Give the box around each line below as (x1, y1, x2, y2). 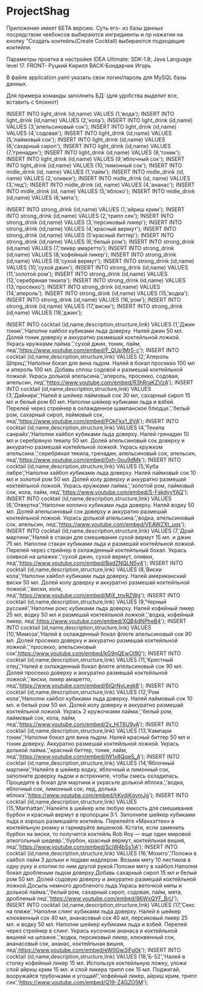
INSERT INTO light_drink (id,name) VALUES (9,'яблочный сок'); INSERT (6, 155, 185, 162)
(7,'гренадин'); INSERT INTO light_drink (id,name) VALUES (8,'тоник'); (6, 149, 181, 156)
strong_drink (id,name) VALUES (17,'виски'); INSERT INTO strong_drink (6, 302, 183, 310)
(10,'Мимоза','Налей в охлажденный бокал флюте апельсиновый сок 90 (6, 630, 192, 637)
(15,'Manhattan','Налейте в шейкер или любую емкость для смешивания (6, 804, 193, 812)
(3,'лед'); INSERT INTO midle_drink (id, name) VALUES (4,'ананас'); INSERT (6, 181, 195, 188)
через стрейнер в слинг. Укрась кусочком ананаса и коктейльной (6, 927, 178, 934)
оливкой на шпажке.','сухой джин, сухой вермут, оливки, (6, 552, 154, 560)
